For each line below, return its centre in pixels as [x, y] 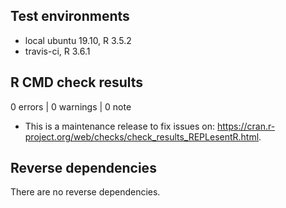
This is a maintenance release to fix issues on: [120, 126]
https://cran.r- [246, 126]
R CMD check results [77, 82]
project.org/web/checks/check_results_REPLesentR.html [142, 136]
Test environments [70, 16]
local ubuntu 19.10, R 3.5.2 [78, 40]
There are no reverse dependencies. [85, 192]
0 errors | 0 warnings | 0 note [71, 106]
